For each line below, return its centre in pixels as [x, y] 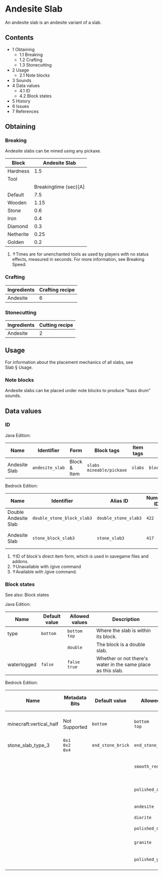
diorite [143, 818]
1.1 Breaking [31, 54]
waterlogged [22, 665]
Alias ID [119, 500]
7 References [25, 111]
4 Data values [26, 86]
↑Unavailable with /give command [47, 566]
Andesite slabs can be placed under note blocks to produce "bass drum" [78, 391]
